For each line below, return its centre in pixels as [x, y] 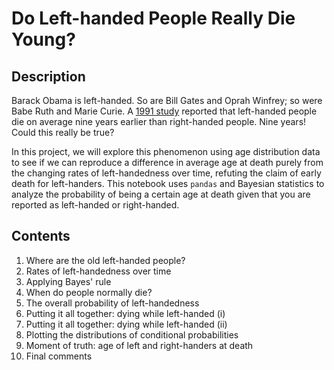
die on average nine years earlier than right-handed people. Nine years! [159, 121]
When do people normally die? [89, 292]
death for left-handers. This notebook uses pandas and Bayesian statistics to [168, 183]
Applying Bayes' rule [68, 281]
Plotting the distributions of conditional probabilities [132, 334]
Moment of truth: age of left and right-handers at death [139, 345]
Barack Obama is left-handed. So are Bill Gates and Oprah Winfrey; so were [167, 100]
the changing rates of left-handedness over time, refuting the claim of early [166, 173]
